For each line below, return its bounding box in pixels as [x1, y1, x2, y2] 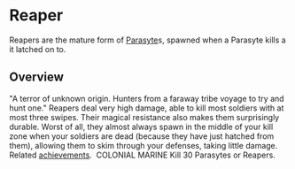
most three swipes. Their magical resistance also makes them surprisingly [9, 111, 280, 122]
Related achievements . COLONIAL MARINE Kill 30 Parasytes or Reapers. [9, 150, 276, 160]
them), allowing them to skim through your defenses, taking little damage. [9, 140, 278, 150]
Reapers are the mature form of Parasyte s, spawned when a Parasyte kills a [9, 35, 286, 45]
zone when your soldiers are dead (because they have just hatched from [9, 130, 275, 142]
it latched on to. [9, 43, 66, 54]
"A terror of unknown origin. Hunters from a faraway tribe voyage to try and [9, 93, 285, 104]
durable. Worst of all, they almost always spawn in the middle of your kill [9, 121, 274, 132]
